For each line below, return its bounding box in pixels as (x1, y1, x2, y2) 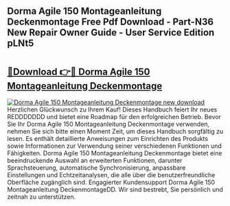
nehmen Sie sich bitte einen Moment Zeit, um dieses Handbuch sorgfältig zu (7, 127, 224, 136)
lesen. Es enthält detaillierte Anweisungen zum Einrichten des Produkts (7, 135, 208, 142)
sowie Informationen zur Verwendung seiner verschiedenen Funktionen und (7, 142, 222, 150)
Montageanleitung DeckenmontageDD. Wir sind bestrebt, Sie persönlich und (7, 185, 223, 194)
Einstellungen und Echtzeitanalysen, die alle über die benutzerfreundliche (7, 171, 216, 179)
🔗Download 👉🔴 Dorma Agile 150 (7, 66, 150, 77)
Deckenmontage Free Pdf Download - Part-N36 (7, 16, 214, 28)
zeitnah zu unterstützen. (7, 193, 76, 201)
